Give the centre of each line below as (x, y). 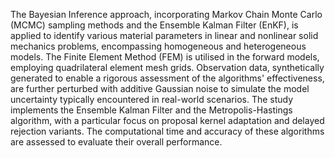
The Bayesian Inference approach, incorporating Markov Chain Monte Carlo (166, 14)
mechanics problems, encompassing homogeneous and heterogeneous (158, 46)
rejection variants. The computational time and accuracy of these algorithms (167, 131)
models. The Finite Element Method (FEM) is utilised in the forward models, (165, 57)
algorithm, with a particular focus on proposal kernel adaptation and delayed (167, 120)
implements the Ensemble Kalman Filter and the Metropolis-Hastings (151, 110)
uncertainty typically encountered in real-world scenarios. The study (152, 99)
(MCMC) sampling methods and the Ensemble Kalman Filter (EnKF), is (154, 25)
